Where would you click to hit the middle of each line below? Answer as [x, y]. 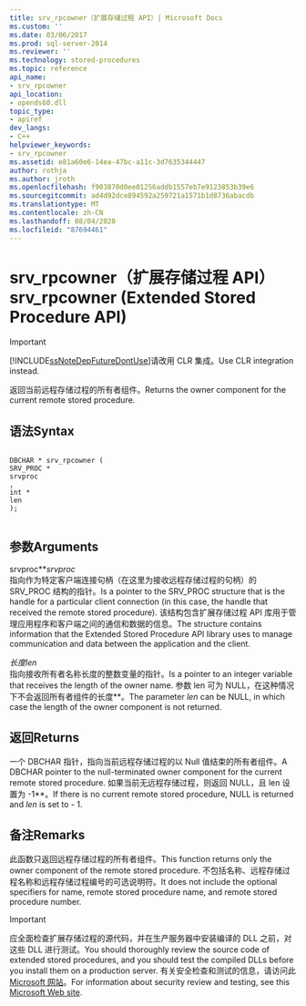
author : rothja [38, 170]
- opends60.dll [38, 103]
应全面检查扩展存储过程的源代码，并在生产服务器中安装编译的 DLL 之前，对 [151, 938]
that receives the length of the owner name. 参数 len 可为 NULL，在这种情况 [152, 685]
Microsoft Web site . [46, 992]
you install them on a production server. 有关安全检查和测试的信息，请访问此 [153, 970]
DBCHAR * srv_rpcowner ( [56, 461]
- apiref [26, 119]
